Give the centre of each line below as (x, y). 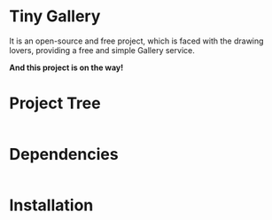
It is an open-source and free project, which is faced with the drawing (136, 41)
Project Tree (55, 103)
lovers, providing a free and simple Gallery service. (102, 50)
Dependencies (64, 155)
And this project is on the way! (66, 67)
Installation (51, 205)
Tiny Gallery (55, 16)
